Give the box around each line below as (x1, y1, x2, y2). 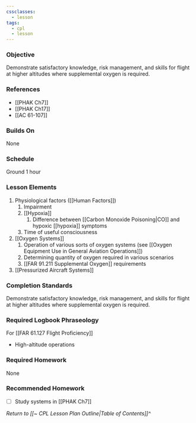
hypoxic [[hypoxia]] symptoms (32, 222, 108, 229)
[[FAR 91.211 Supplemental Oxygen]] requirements (23, 260, 147, 267)
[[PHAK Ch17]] (14, 105, 50, 112)
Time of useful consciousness (23, 228, 98, 235)
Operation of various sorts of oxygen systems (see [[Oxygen (23, 241, 172, 248)
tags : (6, 20, 20, 26)
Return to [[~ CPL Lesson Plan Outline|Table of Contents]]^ (6, 409, 151, 417)
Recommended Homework (6, 384, 85, 393)
